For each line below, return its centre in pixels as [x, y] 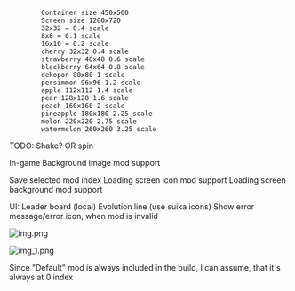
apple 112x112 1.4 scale [87, 90]
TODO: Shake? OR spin [52, 145]
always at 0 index [41, 277]
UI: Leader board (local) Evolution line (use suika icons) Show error [132, 207]
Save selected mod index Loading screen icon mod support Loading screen [147, 180]
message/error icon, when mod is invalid [84, 216]
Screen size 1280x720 [81, 20]
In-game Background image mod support [85, 163]
